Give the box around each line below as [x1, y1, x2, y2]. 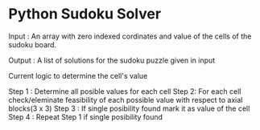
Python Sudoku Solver [8, 5, 162, 23]
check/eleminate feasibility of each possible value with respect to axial [8, 95, 243, 104]
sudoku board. [8, 39, 57, 49]
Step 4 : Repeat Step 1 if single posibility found [8, 112, 163, 121]
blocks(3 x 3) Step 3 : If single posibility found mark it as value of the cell [8, 104, 250, 113]
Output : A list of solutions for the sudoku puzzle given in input [8, 55, 216, 65]
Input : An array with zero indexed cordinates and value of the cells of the [8, 31, 252, 41]
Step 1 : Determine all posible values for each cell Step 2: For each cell [8, 86, 241, 96]
